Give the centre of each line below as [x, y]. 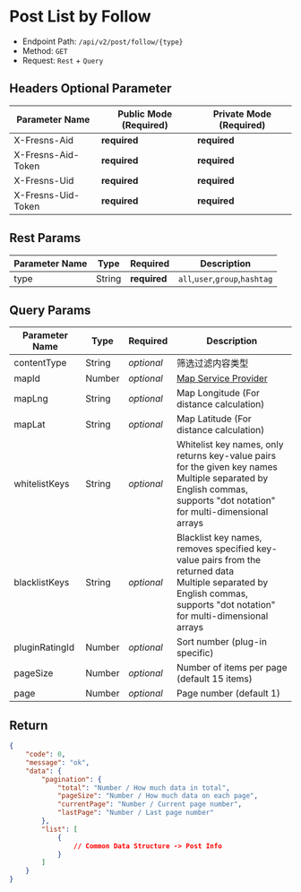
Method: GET [45, 50]
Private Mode [242, 114]
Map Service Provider [222, 378]
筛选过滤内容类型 [212, 363]
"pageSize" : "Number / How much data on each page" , [157, 796]
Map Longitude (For [218, 394]
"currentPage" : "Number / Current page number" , [150, 804]
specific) [195, 654]
